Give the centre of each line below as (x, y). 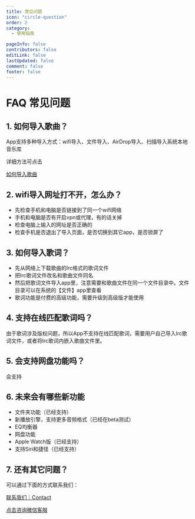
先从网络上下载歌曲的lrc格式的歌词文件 (62, 268)
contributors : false (32, 50)
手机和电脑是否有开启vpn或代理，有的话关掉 (68, 218)
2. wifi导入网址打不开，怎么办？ (64, 195)
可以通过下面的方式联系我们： (42, 485)
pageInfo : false (26, 44)
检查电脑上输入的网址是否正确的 (53, 225)
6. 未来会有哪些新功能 (46, 397)
